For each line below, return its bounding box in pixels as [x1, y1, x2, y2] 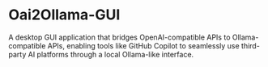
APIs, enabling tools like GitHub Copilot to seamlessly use [47, 40, 240, 50]
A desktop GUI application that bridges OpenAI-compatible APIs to [8, 32, 231, 42]
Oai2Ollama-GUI [8, 6, 121, 24]
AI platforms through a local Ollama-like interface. [28, 49, 194, 59]
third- [241, 40, 261, 50]
